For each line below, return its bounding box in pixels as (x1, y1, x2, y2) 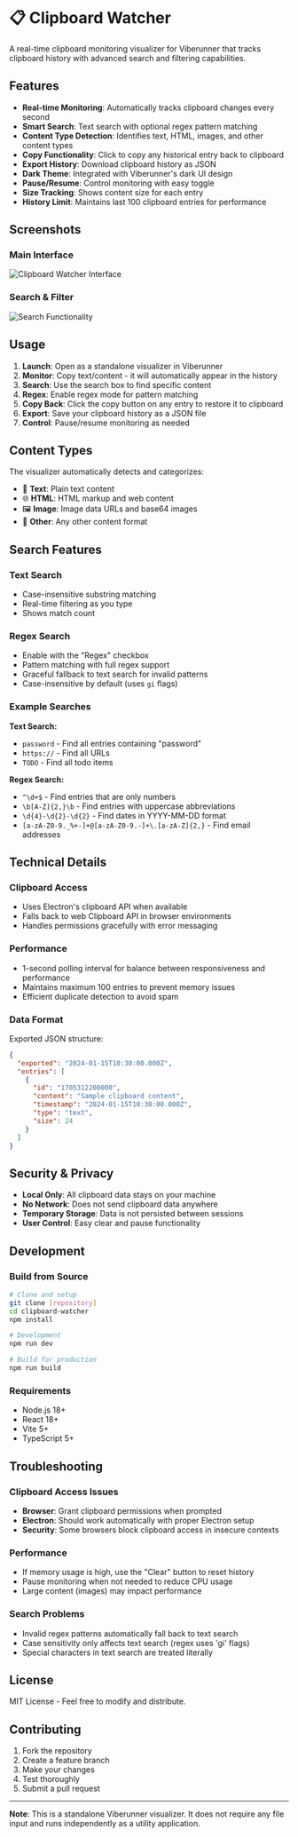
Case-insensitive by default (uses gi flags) (21, 678, 178, 689)
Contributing (9, 1722, 82, 1737)
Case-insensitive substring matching (21, 589, 157, 600)
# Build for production (9, 1356, 98, 1365)
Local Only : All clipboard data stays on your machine (21, 1190, 216, 1200)
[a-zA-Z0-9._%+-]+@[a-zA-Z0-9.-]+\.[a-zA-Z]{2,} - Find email (21, 820, 251, 830)
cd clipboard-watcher (9, 1307, 90, 1316)
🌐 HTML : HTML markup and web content (21, 493, 175, 503)
